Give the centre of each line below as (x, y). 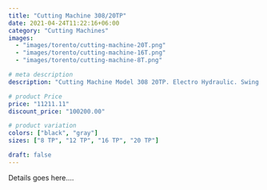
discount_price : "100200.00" (57, 111)
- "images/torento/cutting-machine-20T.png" (91, 46)
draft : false (30, 155)
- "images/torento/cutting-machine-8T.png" (89, 61)
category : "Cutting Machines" (59, 30)
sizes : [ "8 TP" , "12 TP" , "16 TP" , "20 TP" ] (84, 141)
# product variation (43, 126)
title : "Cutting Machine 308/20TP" (68, 16)
